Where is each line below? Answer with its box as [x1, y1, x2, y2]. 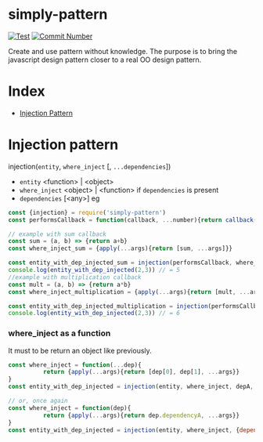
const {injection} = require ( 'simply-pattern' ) [8, 208, 167, 216]
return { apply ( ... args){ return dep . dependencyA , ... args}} [42, 411, 240, 419]
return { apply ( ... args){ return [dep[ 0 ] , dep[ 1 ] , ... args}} [42, 368, 240, 376]
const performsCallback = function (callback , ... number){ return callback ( [8, 216, 258, 224]
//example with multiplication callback [8, 273, 142, 281]
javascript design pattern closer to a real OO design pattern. [8, 55, 202, 64]
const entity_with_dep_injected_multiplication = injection [8, 302, 209, 310]
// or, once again [8, 397, 68, 405]
